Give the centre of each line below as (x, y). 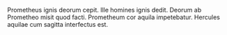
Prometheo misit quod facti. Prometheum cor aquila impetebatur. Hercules (114, 17)
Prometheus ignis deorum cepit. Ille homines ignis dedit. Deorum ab (104, 10)
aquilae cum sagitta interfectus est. (58, 24)
